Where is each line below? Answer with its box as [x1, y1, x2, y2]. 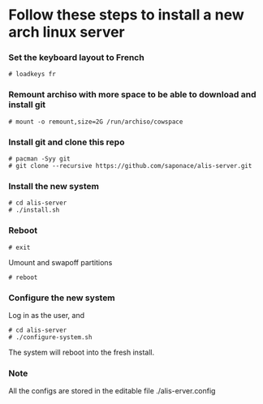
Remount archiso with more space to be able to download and [8, 89, 257, 101]
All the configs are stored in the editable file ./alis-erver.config [8, 386, 216, 396]
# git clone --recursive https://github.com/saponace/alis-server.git [8, 162, 252, 170]
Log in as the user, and [8, 310, 85, 320]
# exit [8, 243, 31, 251]
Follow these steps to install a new [8, 6, 245, 24]
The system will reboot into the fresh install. [8, 347, 155, 357]
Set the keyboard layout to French [8, 52, 144, 63]
